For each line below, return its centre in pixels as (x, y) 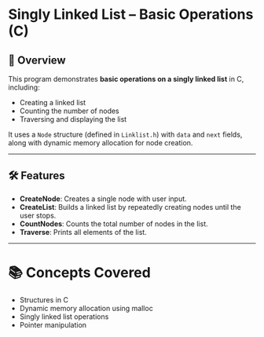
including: (24, 87)
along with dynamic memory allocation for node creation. (101, 143)
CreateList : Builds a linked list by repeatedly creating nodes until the (130, 207)
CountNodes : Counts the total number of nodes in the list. (114, 223)
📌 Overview (37, 60)
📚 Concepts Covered (79, 273)
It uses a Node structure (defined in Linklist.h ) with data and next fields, (125, 134)
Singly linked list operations (64, 317)
